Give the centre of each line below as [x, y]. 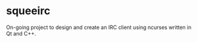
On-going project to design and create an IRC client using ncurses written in [99, 27]
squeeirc [28, 11]
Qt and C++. [21, 33]
